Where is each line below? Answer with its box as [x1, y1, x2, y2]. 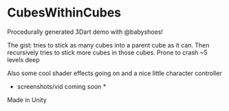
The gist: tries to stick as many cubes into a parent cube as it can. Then [7, 41, 210, 49]
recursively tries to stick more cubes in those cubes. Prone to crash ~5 [7, 48, 208, 57]
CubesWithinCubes [7, 5, 122, 21]
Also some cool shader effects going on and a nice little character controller [7, 69, 222, 77]
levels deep [7, 55, 40, 63]
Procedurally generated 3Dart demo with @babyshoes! [7, 28, 164, 36]
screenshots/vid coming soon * [17, 82, 107, 90]
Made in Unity [7, 95, 47, 104]
